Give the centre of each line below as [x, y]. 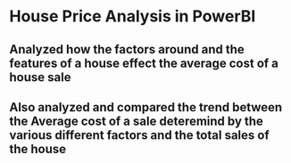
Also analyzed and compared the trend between [146, 107]
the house [38, 149]
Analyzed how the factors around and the [127, 49]
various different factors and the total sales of [139, 135]
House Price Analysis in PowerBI [133, 16]
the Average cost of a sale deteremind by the [136, 121]
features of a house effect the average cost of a [144, 63]
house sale [40, 77]
